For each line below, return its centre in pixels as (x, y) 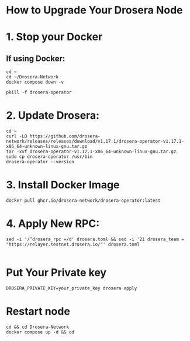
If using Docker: (36, 58)
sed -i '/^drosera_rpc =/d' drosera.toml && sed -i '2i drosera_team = (95, 239)
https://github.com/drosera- (65, 136)
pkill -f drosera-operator (39, 92)
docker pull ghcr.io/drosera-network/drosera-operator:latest (83, 201)
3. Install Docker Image (63, 185)
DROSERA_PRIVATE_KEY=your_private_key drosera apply (72, 288)
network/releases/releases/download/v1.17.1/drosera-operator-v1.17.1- (95, 142)
